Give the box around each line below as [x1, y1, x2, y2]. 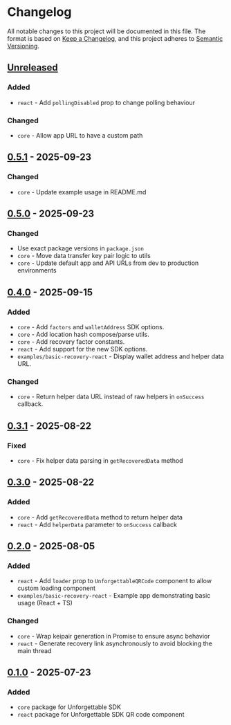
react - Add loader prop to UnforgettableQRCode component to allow [17, 577, 212, 585]
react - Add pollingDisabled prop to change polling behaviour [17, 98, 196, 107]
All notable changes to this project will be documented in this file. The [7, 27, 206, 35]
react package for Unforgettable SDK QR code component [17, 710, 185, 719]
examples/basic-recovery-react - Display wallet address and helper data [17, 352, 225, 360]
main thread [17, 646, 52, 654]
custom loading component [17, 584, 95, 592]
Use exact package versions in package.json [17, 244, 144, 253]
